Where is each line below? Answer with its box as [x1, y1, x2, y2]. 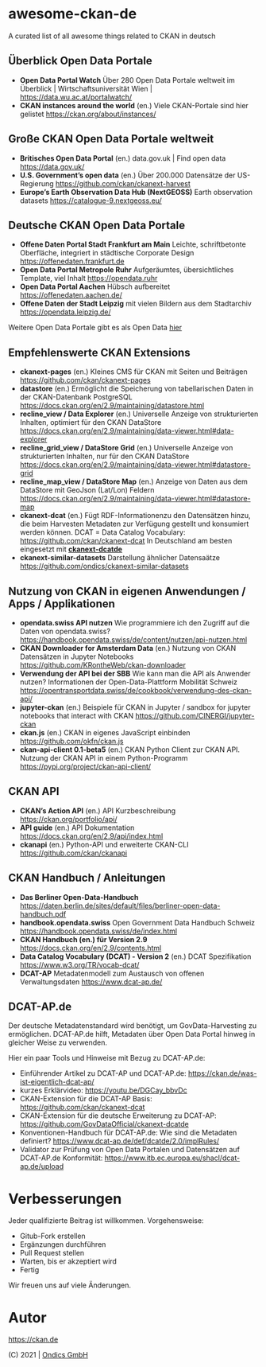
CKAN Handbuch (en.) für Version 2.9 [19, 934, 148, 944]
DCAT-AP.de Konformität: [19, 1153, 103, 1163]
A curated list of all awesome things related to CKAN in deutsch [8, 31, 216, 41]
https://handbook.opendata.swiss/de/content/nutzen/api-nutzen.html [19, 635, 248, 645]
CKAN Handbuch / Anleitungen [8, 871, 166, 885]
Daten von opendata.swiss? [19, 626, 111, 636]
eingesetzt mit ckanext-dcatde [19, 544, 123, 554]
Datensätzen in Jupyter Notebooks [19, 652, 134, 661]
